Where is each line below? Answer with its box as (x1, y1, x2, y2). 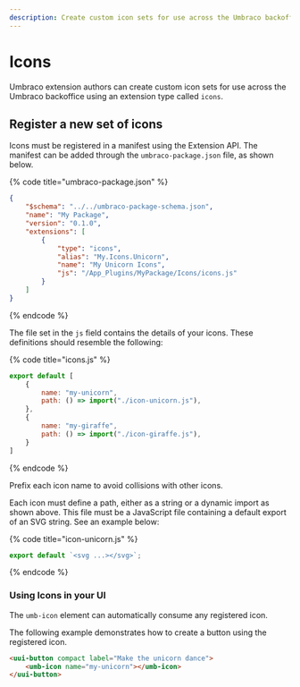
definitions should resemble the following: (9, 336, 163, 347)
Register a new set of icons (9, 116, 163, 131)
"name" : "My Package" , (25, 211, 110, 220)
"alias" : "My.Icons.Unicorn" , (56, 252, 170, 261)
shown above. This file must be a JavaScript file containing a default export (9, 506, 287, 517)
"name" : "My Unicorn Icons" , (56, 260, 166, 269)
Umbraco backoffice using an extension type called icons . (9, 90, 223, 101)
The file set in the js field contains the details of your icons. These (9, 327, 254, 338)
